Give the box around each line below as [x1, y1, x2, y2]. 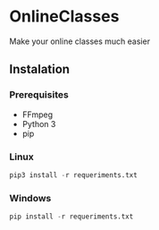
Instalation [9, 62, 70, 77]
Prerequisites [9, 89, 69, 101]
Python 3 [21, 118, 56, 129]
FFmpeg [21, 109, 54, 120]
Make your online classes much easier [9, 36, 150, 47]
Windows [9, 192, 52, 204]
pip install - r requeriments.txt [9, 212, 134, 221]
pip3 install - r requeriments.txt [9, 170, 138, 180]
